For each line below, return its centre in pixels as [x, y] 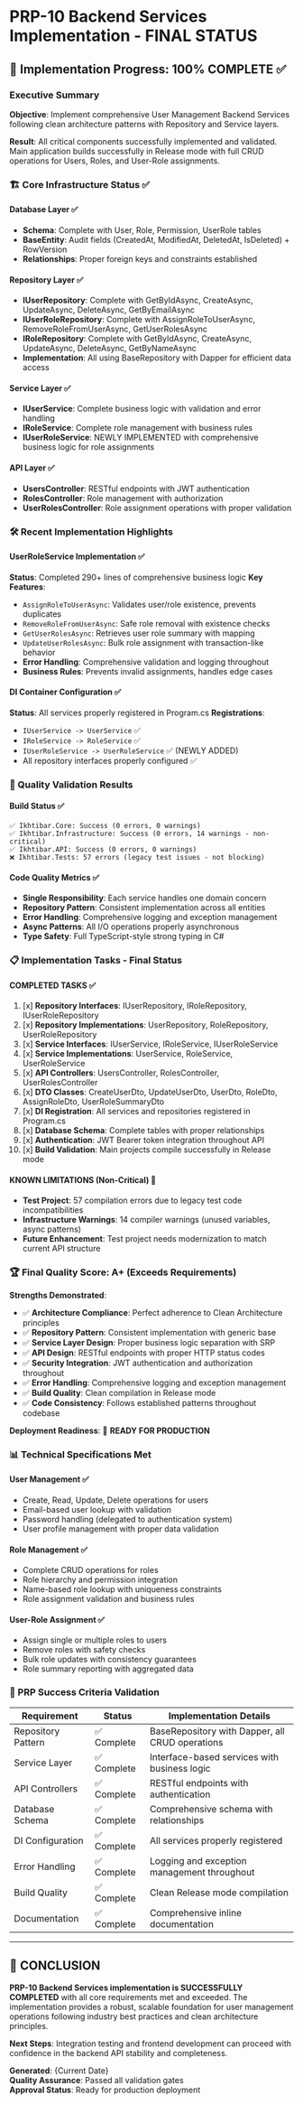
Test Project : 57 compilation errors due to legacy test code [132, 1200]
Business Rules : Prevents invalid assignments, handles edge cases [147, 671]
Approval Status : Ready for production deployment [105, 2090]
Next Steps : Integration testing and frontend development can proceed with [150, 2043]
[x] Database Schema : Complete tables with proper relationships [143, 1131]
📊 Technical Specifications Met [80, 1454]
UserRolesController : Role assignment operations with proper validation [157, 507]
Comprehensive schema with [211, 1809]
